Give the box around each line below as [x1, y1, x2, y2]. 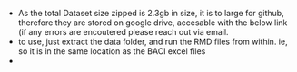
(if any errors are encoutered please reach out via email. [17, 27, 229, 37]
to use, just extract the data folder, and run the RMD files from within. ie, [17, 36, 288, 47]
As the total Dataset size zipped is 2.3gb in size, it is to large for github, [17, 8, 284, 18]
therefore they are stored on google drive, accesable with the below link [17, 17, 288, 28]
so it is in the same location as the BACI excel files [17, 46, 206, 57]
